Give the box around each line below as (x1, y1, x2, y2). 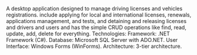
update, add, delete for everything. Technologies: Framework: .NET (6, 30, 170, 37)
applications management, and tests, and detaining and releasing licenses (6, 18, 187, 24)
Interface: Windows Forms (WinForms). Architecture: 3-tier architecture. (6, 43, 182, 50)
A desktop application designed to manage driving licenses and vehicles (6, 5, 183, 12)
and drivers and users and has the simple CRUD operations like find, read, (6, 24, 186, 31)
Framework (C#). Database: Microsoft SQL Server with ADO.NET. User (6, 37, 178, 43)
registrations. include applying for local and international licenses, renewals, (6, 11, 192, 18)
